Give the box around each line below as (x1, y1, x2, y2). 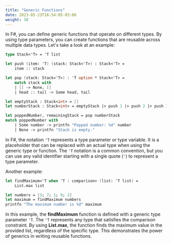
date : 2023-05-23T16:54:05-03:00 (5, 12, 77, 17)
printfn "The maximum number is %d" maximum (5, 202, 102, 207)
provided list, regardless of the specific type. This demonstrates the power (5, 228, 163, 234)
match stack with (14, 80, 52, 85)
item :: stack (14, 66, 45, 71)
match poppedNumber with (5, 118, 58, 123)
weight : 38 (5, 17, 29, 22)
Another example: (5, 168, 43, 175)
